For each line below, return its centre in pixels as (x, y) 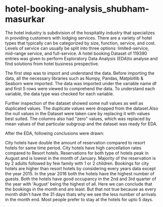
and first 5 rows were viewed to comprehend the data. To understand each (80, 88)
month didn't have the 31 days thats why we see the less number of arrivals (81, 194)
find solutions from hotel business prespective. (52, 64)
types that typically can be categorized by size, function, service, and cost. (81, 43)
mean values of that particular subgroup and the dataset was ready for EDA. (81, 124)
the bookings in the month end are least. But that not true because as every (81, 189)
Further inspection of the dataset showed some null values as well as (74, 103)
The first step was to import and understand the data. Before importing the (80, 73)
